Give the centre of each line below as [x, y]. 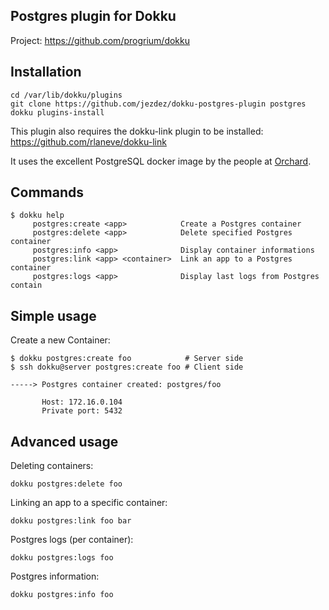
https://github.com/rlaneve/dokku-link [88, 141]
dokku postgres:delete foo [66, 484]
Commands [47, 192]
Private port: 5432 [82, 411]
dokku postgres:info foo [62, 595]
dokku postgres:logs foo [62, 558]
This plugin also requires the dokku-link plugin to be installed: [137, 131]
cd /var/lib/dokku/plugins [66, 95]
